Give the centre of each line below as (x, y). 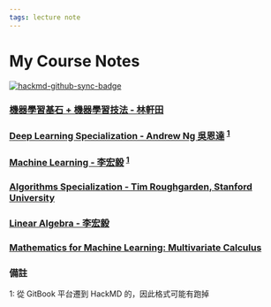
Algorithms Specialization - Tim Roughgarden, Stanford (131, 187)
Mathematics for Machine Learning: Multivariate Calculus (135, 247)
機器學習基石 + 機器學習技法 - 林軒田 (87, 110)
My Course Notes (75, 61)
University (32, 198)
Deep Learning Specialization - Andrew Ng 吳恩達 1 (120, 135)
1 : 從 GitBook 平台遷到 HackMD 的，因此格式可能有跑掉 (109, 294)
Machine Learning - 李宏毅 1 (69, 161)
